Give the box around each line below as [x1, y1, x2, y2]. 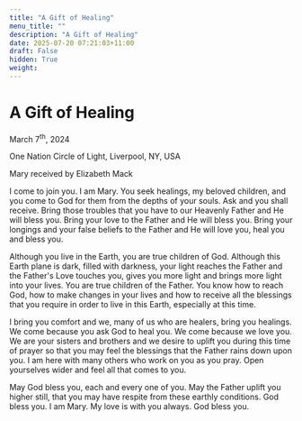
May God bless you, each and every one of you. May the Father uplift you [9, 382, 281, 393]
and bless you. [9, 233, 64, 244]
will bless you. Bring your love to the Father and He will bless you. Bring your [9, 215, 293, 225]
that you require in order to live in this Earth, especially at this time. [9, 299, 256, 310]
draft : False [9, 47, 58, 56]
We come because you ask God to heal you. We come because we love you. [9, 326, 292, 337]
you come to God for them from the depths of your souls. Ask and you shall [9, 196, 289, 206]
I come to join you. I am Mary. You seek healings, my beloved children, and [9, 186, 286, 197]
